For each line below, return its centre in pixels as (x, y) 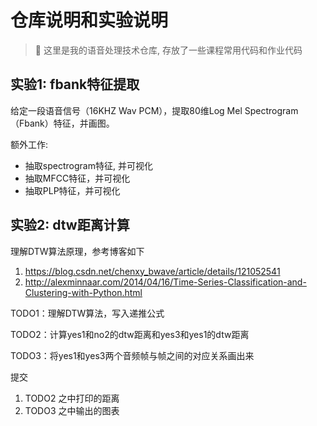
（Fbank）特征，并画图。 (62, 123)
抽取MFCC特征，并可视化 (77, 178)
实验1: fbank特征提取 (75, 84)
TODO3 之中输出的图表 (72, 410)
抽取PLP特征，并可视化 (72, 190)
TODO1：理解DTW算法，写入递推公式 (87, 313)
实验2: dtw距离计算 (70, 225)
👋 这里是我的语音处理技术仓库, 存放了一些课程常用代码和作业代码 (168, 50)
